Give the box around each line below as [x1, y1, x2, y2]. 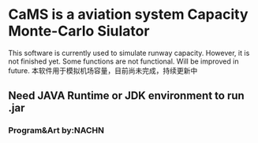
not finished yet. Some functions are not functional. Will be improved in [8, 57, 239, 66]
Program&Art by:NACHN [8, 125, 105, 136]
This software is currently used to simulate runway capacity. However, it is [8, 48, 250, 57]
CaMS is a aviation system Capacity [8, 5, 249, 24]
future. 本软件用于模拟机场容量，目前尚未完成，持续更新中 [8, 65, 198, 75]
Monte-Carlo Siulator [8, 22, 150, 40]
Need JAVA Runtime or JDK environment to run [8, 89, 245, 103]
